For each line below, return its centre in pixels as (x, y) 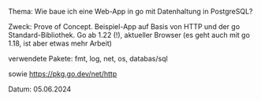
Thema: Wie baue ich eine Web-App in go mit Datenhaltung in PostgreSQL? (131, 11)
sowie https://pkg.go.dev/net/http (63, 74)
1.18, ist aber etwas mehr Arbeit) (60, 43)
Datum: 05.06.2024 (40, 89)
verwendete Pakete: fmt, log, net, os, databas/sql (88, 59)
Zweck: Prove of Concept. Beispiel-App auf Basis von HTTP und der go (124, 26)
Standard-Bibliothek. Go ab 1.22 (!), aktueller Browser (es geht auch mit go (129, 35)
